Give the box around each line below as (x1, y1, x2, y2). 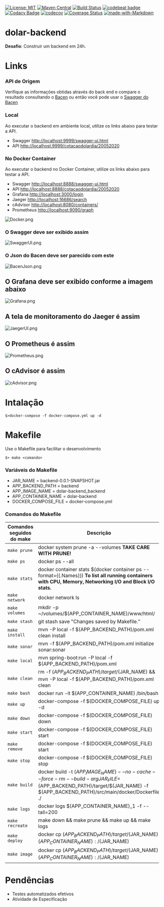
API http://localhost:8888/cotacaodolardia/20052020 (12, 186, 120, 192)
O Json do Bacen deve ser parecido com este (5, 252, 114, 259)
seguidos (9, 530, 32, 537)
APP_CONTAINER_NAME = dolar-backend (12, 493, 97, 499)
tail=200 (38, 808, 58, 815)
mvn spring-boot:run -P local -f (38, 654, 113, 661)
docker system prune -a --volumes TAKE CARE (38, 544, 150, 551)
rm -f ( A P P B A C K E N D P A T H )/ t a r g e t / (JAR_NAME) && (38, 669, 155, 676)
